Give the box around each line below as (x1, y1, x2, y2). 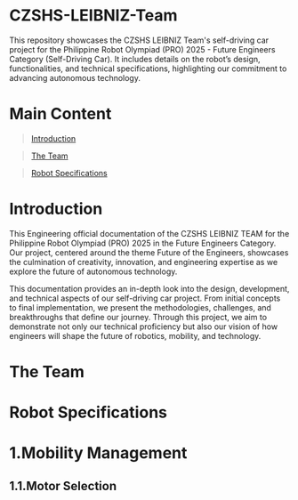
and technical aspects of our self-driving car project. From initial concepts (9, 293, 281, 303)
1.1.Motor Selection (9, 478, 117, 494)
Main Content (9, 104, 112, 125)
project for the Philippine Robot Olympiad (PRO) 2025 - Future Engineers (9, 44, 276, 54)
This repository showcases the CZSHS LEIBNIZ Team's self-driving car (9, 35, 270, 45)
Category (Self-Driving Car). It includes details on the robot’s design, (9, 53, 261, 64)
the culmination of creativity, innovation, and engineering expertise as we (9, 256, 278, 267)
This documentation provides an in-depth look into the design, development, (9, 283, 290, 294)
